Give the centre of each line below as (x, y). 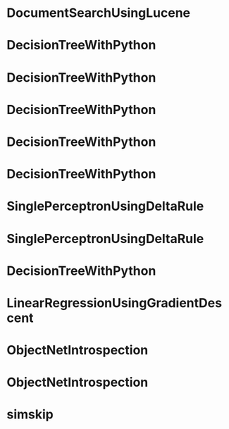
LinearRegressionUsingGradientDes (114, 303)
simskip (30, 415)
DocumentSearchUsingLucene (99, 13)
